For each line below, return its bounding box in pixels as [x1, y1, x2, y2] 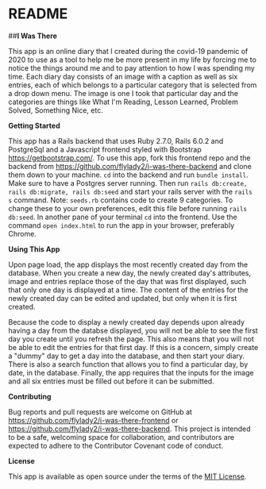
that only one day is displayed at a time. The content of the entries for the [8, 285, 249, 295]
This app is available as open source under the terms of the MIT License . [8, 472, 247, 481]
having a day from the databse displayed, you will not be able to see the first [8, 325, 258, 335]
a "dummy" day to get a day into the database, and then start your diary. [8, 351, 245, 360]
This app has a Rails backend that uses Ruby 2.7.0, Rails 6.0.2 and [8, 136, 224, 145]
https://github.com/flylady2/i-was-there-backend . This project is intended [8, 424, 252, 433]
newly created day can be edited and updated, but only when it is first [8, 293, 237, 302]
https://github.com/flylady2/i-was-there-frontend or [8, 415, 179, 425]
